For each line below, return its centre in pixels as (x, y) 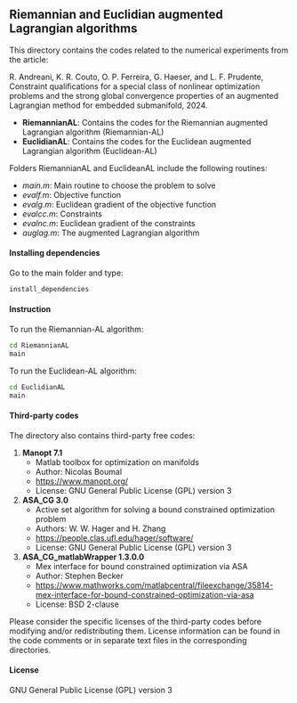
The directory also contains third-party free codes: (102, 435)
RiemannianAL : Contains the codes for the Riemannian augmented (145, 122)
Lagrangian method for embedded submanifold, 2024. (108, 105)
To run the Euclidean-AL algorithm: (73, 371)
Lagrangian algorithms (73, 29)
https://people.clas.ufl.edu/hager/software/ (114, 537)
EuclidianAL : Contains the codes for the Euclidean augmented (136, 141)
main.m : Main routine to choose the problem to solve (119, 185)
